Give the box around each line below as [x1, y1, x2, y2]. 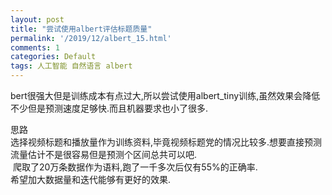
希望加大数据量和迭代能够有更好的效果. [10, 174, 172, 185]
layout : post [10, 14, 65, 25]
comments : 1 [10, 42, 60, 53]
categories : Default [10, 52, 97, 62]
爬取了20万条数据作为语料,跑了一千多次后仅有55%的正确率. [12, 161, 258, 173]
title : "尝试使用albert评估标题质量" [10, 24, 153, 34]
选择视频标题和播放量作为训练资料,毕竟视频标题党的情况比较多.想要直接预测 [10, 136, 323, 148]
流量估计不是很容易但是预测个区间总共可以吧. [10, 149, 198, 160]
